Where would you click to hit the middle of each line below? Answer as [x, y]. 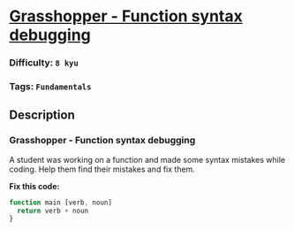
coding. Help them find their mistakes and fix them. [102, 169]
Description [42, 115]
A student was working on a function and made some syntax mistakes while [147, 159]
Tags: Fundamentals [50, 87]
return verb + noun [53, 211]
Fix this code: [34, 186]
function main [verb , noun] [61, 202]
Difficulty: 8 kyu [44, 63]
